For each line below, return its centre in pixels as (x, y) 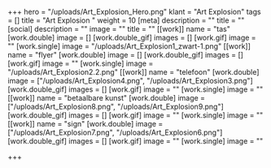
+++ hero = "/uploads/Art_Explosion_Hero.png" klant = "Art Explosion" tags (134, 12)
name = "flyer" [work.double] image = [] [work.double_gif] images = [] (125, 55)
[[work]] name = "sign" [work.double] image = (85, 124)
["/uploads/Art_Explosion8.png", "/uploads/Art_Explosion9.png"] (116, 106)
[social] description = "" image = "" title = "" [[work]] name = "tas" (119, 29)
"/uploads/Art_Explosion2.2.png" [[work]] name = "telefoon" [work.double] (133, 72)
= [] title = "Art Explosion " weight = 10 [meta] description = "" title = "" (126, 20)
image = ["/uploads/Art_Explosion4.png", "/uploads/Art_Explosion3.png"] (130, 81)
